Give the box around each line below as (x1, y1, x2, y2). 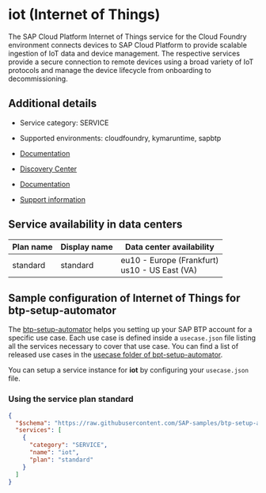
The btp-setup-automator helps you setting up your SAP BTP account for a (8, 325, 253, 334)
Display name (60, 241, 113, 252)
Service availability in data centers (8, 218, 183, 231)
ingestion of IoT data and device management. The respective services (8, 48, 240, 58)
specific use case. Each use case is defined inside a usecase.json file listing (8, 333, 256, 342)
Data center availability (125, 241, 215, 252)
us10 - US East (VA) (120, 264, 198, 275)
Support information (19, 194, 85, 204)
